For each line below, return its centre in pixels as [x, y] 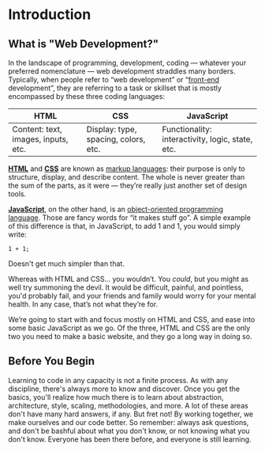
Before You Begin [52, 361]
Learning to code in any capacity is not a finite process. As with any [118, 380]
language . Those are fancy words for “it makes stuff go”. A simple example [129, 218]
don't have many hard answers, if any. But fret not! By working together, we [131, 414]
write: [17, 234]
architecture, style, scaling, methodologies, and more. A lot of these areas [128, 405]
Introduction [50, 15]
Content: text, [37, 129]
